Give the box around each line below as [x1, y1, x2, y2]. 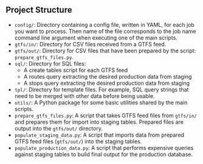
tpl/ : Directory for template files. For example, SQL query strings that [14, 85, 189, 93]
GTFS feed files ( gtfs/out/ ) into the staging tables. [14, 137, 142, 145]
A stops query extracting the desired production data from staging [23, 79, 190, 87]
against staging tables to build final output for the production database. [14, 151, 193, 158]
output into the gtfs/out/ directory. [14, 124, 103, 132]
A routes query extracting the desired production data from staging [23, 73, 192, 80]
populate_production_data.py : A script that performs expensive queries [14, 144, 194, 151]
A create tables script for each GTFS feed [23, 66, 128, 74]
